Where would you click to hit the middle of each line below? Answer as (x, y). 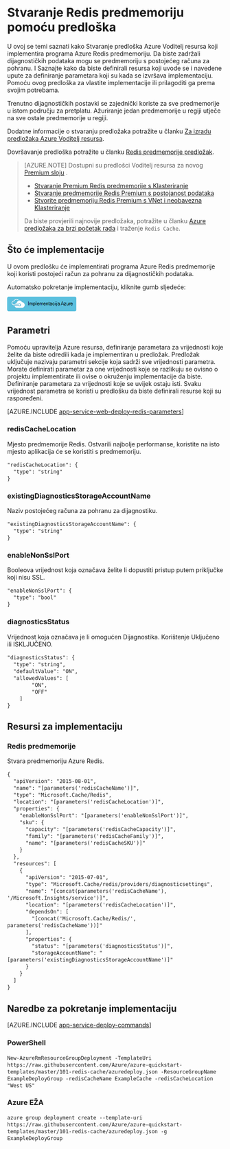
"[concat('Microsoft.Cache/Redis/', (84, 919)
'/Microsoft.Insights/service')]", (58, 898)
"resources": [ (35, 864)
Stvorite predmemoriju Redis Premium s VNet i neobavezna (118, 200)
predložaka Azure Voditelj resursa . (56, 138)
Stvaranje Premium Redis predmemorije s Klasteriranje (111, 185)
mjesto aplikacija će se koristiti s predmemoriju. (74, 451)
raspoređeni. (25, 398)
